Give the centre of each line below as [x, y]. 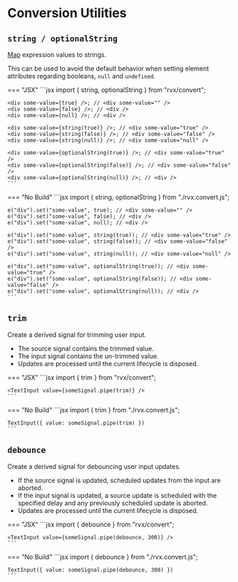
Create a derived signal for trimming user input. [77, 334]
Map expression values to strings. [57, 54]
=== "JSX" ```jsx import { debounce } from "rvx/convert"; [91, 524]
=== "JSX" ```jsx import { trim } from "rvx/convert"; [82, 377]
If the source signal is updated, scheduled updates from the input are [119, 480]
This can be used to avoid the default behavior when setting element [108, 68]
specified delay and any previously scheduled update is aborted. [113, 503]
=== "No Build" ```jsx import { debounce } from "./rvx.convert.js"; [103, 556]
